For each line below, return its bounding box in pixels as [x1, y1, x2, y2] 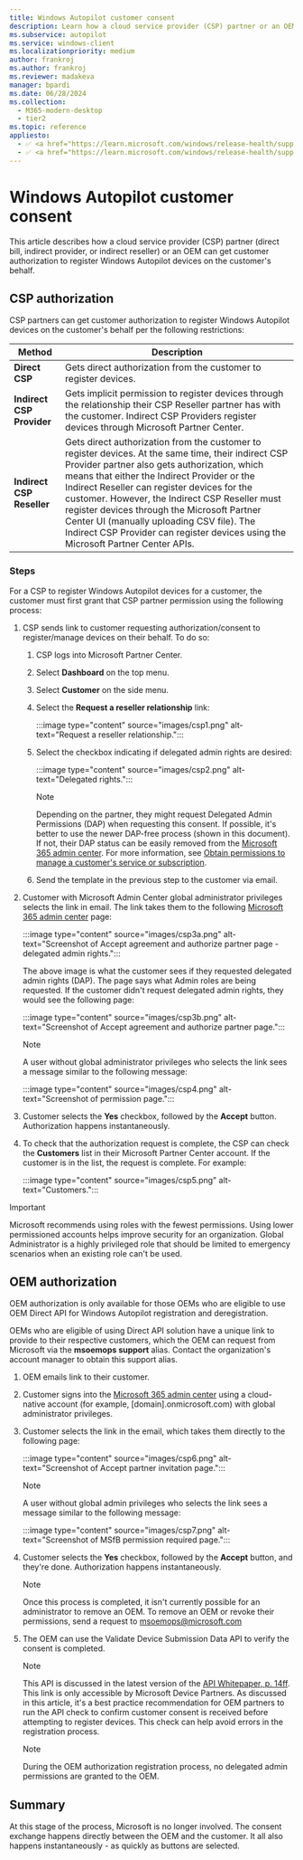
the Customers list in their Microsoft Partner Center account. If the [22, 1147, 271, 1158]
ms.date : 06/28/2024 [9, 89, 87, 98]
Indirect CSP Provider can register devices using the [64, 527, 287, 539]
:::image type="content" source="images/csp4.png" [22, 1083, 217, 1095]
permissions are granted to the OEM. [22, 1770, 160, 1782]
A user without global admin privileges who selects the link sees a [22, 1498, 268, 1509]
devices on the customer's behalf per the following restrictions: [9, 325, 245, 336]
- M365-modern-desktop [17, 106, 103, 115]
